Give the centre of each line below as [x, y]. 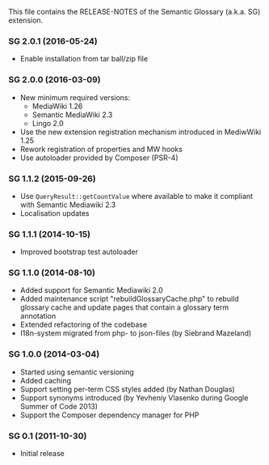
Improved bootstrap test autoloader [79, 252]
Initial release [42, 454]
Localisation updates [55, 213]
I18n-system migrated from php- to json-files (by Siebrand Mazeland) [136, 333]
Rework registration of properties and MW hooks [101, 149]
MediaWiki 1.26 [57, 106]
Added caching [45, 380]
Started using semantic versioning [77, 372]
